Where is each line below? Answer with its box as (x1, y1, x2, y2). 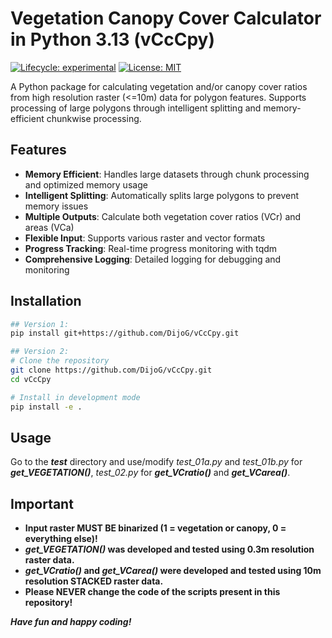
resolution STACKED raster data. (24, 575, 164, 587)
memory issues (24, 200, 89, 212)
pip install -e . (10, 402, 83, 412)
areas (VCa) (24, 221, 75, 233)
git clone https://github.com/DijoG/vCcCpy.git (10, 365, 213, 376)
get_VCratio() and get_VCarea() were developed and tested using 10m (24, 565, 322, 577)
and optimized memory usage (24, 178, 148, 191)
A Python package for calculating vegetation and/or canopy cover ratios (10, 80, 308, 92)
